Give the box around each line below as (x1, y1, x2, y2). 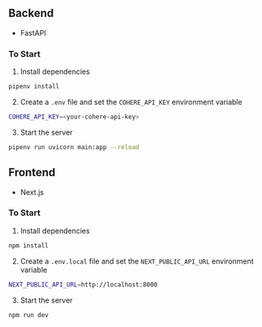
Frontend (8, 166, 56, 179)
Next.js (19, 187, 45, 197)
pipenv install (8, 83, 60, 91)
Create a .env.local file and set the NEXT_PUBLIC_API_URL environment (19, 256, 254, 266)
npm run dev (8, 311, 49, 319)
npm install (8, 241, 49, 250)
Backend (8, 6, 54, 20)
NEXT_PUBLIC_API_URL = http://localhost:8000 (8, 280, 158, 289)
